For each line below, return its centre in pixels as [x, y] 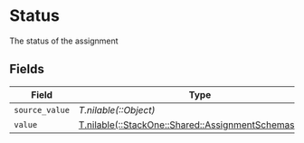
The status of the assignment [64, 41]
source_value [42, 110]
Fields [27, 69]
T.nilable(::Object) [117, 110]
